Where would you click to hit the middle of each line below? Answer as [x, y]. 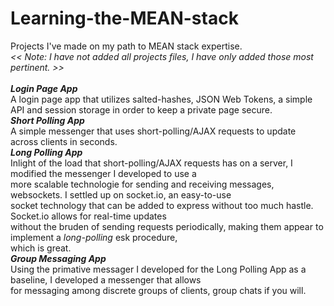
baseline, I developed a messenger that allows [106, 279]
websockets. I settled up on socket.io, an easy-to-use [121, 194]
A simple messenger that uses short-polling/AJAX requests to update [153, 131]
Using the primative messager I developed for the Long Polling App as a [158, 269]
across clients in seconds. [64, 141]
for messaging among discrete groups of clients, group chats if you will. [158, 290]
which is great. [41, 248]
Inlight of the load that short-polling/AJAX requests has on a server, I [151, 163]
